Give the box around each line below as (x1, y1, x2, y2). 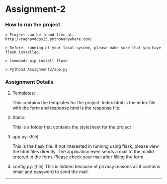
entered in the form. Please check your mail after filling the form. (12, 154, 145, 160)
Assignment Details (5, 78, 54, 85)
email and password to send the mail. (12, 169, 89, 175)
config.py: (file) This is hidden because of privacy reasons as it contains (12, 163, 161, 169)
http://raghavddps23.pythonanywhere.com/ (5, 37, 92, 42)
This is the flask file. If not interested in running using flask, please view (12, 143, 159, 149)
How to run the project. (5, 21, 62, 28)
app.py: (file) (12, 133, 39, 139)
